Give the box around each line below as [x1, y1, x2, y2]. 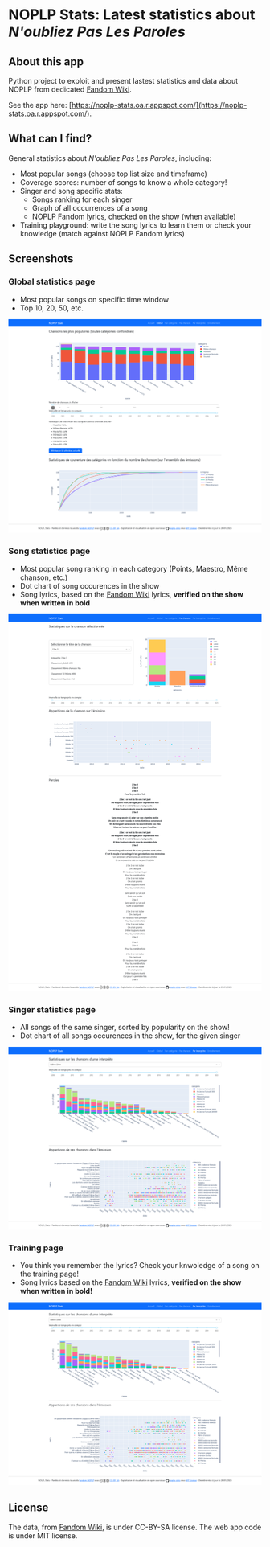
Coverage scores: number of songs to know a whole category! [19, 177, 227, 187]
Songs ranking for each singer [31, 195, 133, 204]
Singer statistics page [8, 1003, 96, 1015]
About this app [8, 55, 84, 68]
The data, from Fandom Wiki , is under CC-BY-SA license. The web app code [8, 1522, 262, 1532]
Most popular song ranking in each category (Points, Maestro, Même [19, 564, 248, 573]
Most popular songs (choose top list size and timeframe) [19, 169, 207, 178]
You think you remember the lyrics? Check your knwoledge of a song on [19, 1261, 260, 1270]
